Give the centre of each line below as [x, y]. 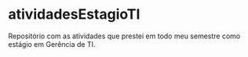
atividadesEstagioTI [74, 14]
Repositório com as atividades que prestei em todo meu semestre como [124, 36]
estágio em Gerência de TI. [52, 44]
